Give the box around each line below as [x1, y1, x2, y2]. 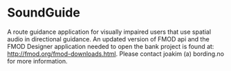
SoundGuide [7, 5, 81, 21]
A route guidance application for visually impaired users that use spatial [7, 28, 212, 36]
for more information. [7, 57, 68, 65]
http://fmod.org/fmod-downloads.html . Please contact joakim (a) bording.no [7, 50, 225, 58]
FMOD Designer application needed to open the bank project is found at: [7, 42, 214, 50]
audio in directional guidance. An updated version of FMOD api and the [7, 34, 210, 43]
